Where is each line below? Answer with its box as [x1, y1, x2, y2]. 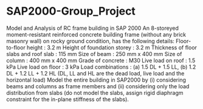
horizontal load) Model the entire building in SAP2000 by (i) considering [6, 76, 187, 83]
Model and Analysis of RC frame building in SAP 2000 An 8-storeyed [6, 24, 179, 32]
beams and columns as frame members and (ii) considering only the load [6, 82, 190, 90]
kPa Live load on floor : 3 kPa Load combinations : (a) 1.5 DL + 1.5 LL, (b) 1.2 [6, 63, 196, 71]
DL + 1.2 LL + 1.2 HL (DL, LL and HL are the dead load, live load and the [6, 69, 185, 77]
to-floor [6, 44, 26, 51]
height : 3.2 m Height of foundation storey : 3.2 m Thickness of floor [26, 44, 198, 51]
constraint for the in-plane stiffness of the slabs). [6, 96, 129, 103]
